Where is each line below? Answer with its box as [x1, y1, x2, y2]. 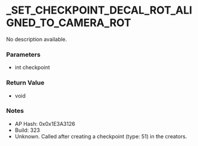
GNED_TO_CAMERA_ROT [6, 16, 131, 30]
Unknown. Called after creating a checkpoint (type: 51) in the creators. [14, 132, 187, 139]
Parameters [6, 50, 40, 59]
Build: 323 [14, 126, 40, 134]
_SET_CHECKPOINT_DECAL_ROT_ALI [6, 4, 193, 17]
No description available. [6, 35, 67, 43]
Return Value [6, 79, 45, 87]
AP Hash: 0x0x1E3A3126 [14, 120, 76, 127]
